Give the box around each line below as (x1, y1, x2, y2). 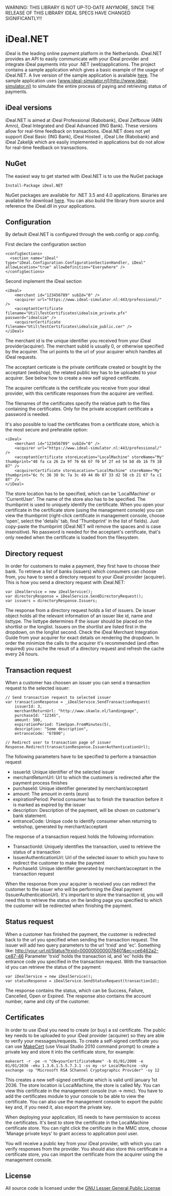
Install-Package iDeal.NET (5, 183, 63, 188)
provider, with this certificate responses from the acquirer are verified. (5, 390, 154, 396)
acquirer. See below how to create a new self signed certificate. (5, 375, 140, 381)
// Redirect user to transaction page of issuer (5, 740, 111, 745)
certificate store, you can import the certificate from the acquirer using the (5, 1151, 163, 1157)
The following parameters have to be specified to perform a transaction (5, 753, 157, 759)
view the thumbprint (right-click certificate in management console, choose (5, 513, 165, 519)
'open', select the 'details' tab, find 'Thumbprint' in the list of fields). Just (5, 518, 159, 524)
